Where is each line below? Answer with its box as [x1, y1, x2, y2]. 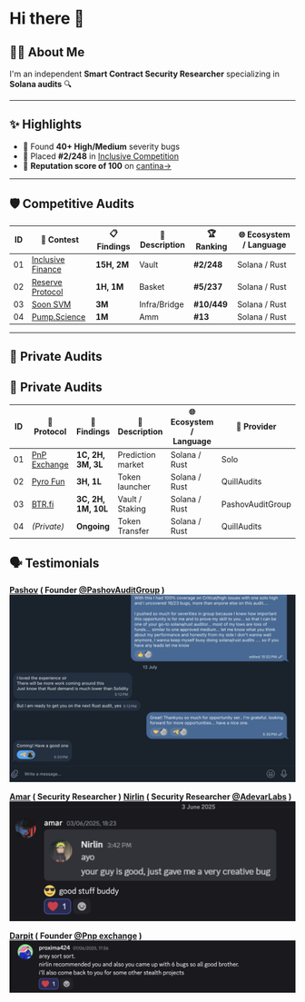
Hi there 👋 [9, 8, 84, 29]
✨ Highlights [9, 117, 82, 133]
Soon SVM [31, 299, 72, 310]
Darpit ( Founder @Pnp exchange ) [9, 930, 143, 941]
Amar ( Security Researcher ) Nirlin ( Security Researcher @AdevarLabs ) [9, 791, 292, 802]
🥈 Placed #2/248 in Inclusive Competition [22, 150, 180, 162]
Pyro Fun [31, 476, 65, 487]
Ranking [195, 241, 228, 253]
